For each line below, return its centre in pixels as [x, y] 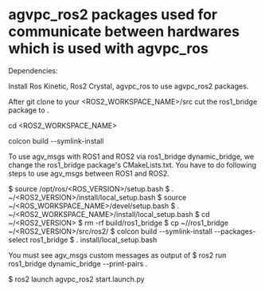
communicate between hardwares [124, 32]
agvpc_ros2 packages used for [113, 15]
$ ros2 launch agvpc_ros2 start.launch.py [76, 279]
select [18, 239]
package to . [29, 110]
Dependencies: [33, 70]
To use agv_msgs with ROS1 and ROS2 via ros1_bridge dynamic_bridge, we [131, 156]
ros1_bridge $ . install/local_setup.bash [94, 239]
